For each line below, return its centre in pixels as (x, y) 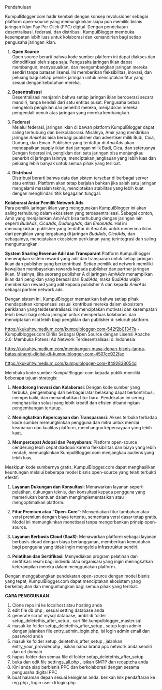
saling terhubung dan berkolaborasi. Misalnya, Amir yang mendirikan (81, 132)
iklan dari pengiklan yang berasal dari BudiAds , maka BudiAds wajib (73, 279)
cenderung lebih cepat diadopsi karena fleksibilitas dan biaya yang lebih (84, 447)
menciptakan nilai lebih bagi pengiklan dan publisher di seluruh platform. (77, 320)
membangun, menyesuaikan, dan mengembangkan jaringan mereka (80, 67)
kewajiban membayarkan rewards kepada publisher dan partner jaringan (77, 269)
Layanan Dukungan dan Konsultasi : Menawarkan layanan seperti (78, 487)
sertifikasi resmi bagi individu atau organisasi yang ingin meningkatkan (82, 561)
